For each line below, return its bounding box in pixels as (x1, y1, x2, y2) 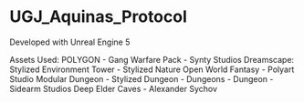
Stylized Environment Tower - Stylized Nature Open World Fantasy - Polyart (9, 64, 295, 75)
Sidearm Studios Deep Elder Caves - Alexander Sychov (9, 83, 217, 94)
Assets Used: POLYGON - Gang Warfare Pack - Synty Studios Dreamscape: (9, 54, 295, 65)
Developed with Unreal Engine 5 (9, 36, 131, 47)
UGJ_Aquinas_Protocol (9, 6, 187, 27)
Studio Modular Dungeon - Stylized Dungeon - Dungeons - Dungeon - (9, 73, 274, 84)
